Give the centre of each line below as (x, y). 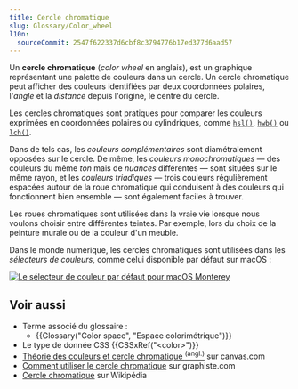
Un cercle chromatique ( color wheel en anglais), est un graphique (131, 68)
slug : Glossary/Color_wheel (61, 26)
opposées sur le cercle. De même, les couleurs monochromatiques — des (145, 159)
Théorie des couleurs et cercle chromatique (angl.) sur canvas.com (143, 355)
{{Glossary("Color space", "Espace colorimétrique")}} (134, 336)
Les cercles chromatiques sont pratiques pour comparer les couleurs (136, 113)
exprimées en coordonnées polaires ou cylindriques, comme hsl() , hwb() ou (149, 123)
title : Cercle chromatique (59, 17)
